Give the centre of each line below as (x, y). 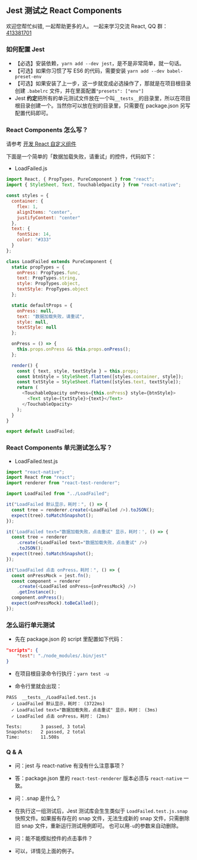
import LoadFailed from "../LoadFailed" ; (58, 494)
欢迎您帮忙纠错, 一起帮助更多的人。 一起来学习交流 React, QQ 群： (87, 26)
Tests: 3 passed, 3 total (46, 726)
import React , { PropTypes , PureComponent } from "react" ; (80, 179)
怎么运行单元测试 (30, 625)
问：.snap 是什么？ (38, 798)
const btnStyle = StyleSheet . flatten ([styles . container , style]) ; (100, 377)
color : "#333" (34, 240)
